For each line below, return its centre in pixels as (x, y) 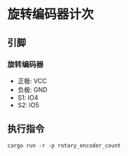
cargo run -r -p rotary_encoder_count (64, 145)
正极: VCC (32, 81)
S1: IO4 (28, 97)
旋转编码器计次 (51, 14)
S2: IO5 (28, 105)
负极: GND (32, 89)
